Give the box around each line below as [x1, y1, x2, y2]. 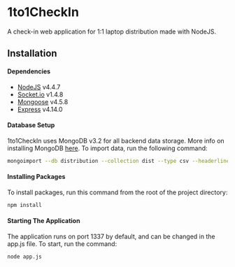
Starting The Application [7, 217, 80, 225]
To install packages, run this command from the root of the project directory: [7, 188, 228, 196]
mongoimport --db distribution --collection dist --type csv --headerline [7, 157, 230, 164]
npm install [7, 201, 42, 208]
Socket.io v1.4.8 [17, 90, 64, 99]
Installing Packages [7, 173, 66, 181]
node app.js [7, 253, 42, 260]
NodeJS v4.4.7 [17, 82, 61, 91]
